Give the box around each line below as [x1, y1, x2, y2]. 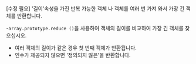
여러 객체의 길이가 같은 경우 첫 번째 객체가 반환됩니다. [14, 44, 137, 51]
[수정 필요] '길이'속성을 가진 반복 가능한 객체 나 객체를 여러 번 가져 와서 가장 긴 [6, 5, 185, 12]
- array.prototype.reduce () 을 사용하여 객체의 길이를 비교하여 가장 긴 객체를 [6, 25, 184, 31]
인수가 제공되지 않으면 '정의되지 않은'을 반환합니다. [14, 52, 131, 58]
